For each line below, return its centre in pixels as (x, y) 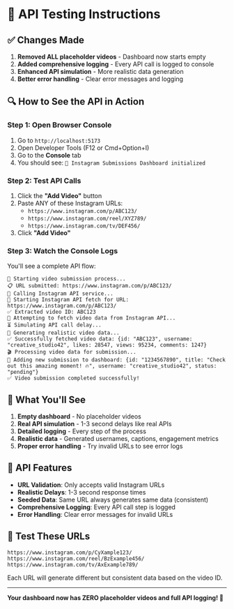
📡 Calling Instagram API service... (60, 294)
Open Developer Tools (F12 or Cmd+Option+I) (83, 148)
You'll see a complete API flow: (52, 266)
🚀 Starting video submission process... (67, 279)
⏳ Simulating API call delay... (55, 325)
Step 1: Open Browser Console (60, 125)
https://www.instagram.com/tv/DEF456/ (84, 226)
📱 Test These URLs (49, 536)
